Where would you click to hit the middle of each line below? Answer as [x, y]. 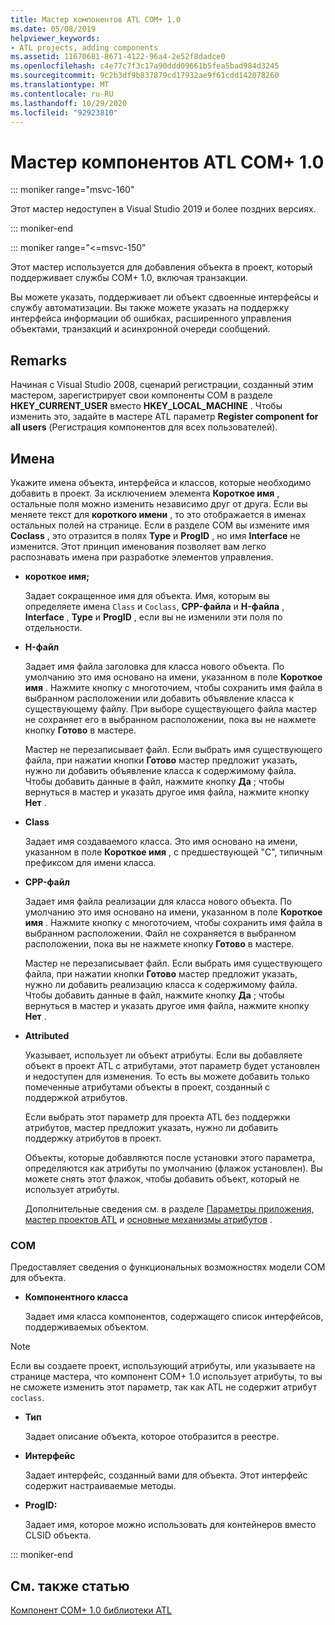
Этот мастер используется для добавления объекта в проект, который [161, 267]
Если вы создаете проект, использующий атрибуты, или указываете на [163, 1366]
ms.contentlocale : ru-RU [62, 94]
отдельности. [53, 627]
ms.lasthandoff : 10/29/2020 [69, 103]
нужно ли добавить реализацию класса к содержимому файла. [161, 984]
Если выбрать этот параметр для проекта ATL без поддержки [157, 1117]
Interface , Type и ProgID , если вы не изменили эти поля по [153, 617]
